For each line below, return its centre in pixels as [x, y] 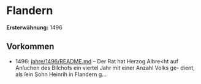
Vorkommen [30, 47]
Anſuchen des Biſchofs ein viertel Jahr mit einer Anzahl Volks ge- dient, [105, 68]
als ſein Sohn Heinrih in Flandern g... [61, 74]
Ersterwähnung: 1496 [34, 27]
